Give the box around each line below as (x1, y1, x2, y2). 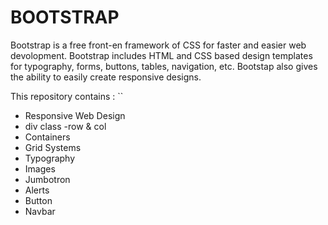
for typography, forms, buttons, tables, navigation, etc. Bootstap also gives (10, 60, 318, 72)
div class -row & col (24, 120, 107, 132)
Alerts (24, 184, 50, 196)
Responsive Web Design (24, 109, 126, 121)
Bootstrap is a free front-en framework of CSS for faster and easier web (10, 39, 307, 51)
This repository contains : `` (10, 90, 124, 102)
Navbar (24, 205, 56, 217)
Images (24, 162, 56, 175)
